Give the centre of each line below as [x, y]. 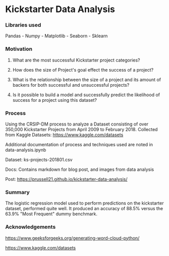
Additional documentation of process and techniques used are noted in [79, 145]
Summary [18, 192]
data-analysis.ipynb [26, 150]
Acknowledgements [31, 227]
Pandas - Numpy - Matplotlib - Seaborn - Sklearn [57, 36]
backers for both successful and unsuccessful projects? [71, 85]
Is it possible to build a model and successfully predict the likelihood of [86, 95]
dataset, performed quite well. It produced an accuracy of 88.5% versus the [84, 209]
